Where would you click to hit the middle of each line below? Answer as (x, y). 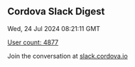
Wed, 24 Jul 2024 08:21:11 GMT (54, 28)
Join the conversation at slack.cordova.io (67, 56)
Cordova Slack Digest (56, 12)
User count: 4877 (33, 42)
